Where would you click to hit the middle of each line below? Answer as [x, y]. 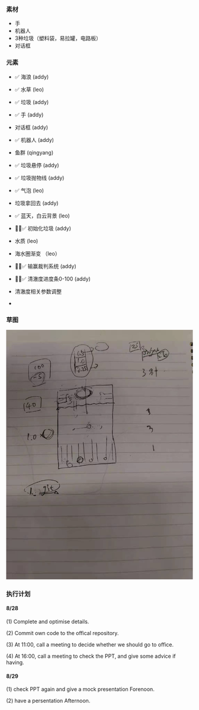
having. [15, 662]
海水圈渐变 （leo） [37, 253]
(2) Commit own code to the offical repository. [62, 633]
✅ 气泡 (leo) [29, 190]
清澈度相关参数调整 [38, 291]
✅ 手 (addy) [29, 115]
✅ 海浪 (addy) [32, 77]
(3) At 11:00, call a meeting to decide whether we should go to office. [90, 645]
